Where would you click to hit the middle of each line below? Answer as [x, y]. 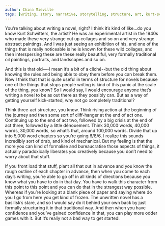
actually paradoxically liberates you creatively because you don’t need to [79, 151]
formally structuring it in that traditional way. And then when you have [75, 208]
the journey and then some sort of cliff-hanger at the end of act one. [74, 115]
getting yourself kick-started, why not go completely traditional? [70, 100]
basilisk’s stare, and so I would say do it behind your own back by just [76, 202]
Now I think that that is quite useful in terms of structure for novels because [82, 79]
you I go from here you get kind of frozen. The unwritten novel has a [74, 197]
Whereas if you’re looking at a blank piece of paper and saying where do [79, 192]
